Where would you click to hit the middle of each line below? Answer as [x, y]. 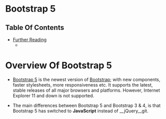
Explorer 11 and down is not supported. [53, 95]
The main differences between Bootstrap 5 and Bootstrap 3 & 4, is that [87, 105]
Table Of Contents [35, 28]
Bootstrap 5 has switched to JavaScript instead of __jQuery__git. [80, 111]
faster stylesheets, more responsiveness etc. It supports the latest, [83, 85]
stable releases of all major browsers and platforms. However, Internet [86, 90]
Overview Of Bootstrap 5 [59, 66]
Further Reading [30, 39]
